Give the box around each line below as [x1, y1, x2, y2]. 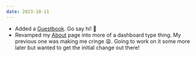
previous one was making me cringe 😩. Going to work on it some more [14, 37, 190, 45]
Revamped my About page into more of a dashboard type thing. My [14, 31, 181, 39]
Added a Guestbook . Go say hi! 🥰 [14, 25, 97, 32]
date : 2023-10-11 [6, 8, 50, 15]
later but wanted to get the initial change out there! [14, 44, 140, 51]
